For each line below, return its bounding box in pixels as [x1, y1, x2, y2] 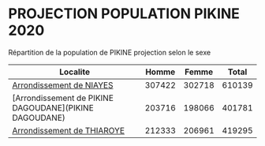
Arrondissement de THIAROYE [12, 125, 125, 136]
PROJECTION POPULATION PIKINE [8, 5, 241, 23]
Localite [58, 66, 91, 77]
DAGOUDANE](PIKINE [12, 102, 95, 113]
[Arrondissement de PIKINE [12, 92, 114, 103]
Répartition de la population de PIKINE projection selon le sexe [8, 47, 211, 57]
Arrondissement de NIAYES [12, 80, 114, 91]
